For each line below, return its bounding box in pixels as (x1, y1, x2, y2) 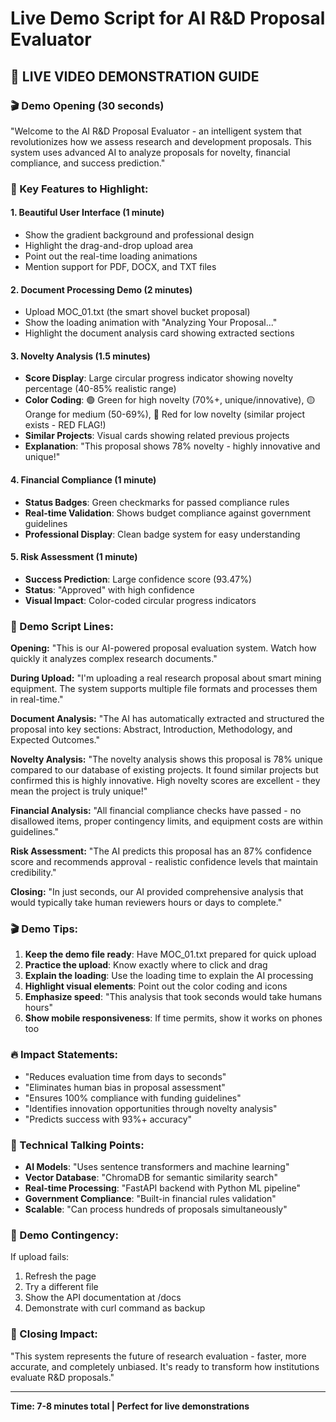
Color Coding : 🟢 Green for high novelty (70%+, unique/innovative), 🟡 (24, 394, 316, 406)
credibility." (10, 867, 57, 879)
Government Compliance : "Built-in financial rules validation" (24, 1193, 277, 1204)
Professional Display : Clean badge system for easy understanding (24, 528, 301, 540)
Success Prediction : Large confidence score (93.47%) (24, 573, 253, 585)
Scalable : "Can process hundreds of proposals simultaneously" (24, 1203, 288, 1215)
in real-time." (10, 693, 64, 706)
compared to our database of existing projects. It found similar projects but (10, 764, 319, 776)
